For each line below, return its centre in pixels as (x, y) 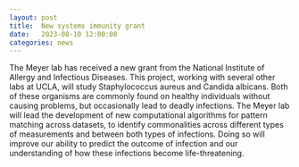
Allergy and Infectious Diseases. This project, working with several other (142, 78)
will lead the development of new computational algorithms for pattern (138, 115)
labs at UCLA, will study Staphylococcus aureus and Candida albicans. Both (149, 87)
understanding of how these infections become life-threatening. (127, 154)
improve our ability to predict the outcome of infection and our (124, 144)
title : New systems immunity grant (77, 26)
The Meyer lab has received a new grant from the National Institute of (137, 68)
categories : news (42, 42)
